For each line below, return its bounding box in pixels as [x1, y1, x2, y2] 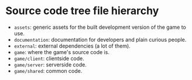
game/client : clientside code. [13, 55, 84, 62]
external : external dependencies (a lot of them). [13, 42, 131, 49]
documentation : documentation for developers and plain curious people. [13, 36, 187, 43]
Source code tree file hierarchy [5, 4, 159, 18]
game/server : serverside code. [13, 61, 87, 68]
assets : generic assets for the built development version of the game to [13, 24, 187, 31]
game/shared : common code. [13, 67, 83, 74]
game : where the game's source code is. [13, 48, 109, 55]
